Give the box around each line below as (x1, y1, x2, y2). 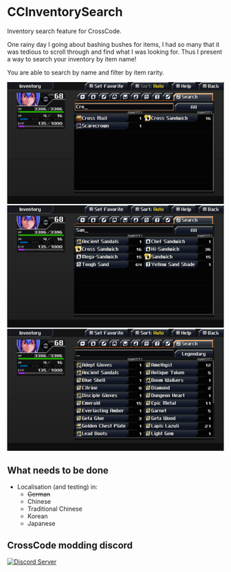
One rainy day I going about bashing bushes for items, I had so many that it (7, 40, 220, 48)
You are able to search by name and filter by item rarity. (7, 68, 165, 76)
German (27, 490, 51, 498)
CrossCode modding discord (7, 539, 133, 551)
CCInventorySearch (7, 4, 123, 20)
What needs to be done (7, 464, 109, 476)
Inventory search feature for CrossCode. (7, 27, 122, 35)
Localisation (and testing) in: (16, 483, 98, 491)
